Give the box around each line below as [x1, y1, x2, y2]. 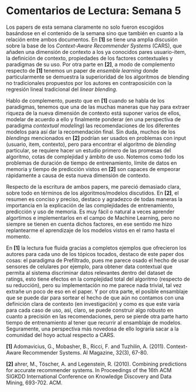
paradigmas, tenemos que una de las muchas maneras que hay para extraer [6, 103, 190, 110]
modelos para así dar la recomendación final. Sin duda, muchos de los [6, 128, 176, 135]
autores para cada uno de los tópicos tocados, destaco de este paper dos [6, 250, 184, 257]
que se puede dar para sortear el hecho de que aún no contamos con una [6, 294, 184, 301]
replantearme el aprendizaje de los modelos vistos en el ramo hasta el [6, 227, 175, 234]
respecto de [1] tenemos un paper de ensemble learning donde [6, 67, 159, 74]
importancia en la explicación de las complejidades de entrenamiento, [6, 202, 174, 209]
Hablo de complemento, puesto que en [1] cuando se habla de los [6, 97, 165, 104]
